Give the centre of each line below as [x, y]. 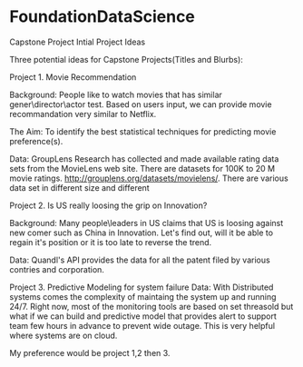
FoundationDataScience [102, 17]
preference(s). [36, 141]
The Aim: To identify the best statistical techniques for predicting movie [143, 131]
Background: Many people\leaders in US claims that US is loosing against [147, 223]
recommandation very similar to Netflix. [83, 114]
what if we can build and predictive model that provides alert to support [143, 316]
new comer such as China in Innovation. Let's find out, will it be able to [142, 233]
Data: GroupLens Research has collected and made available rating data [144, 159]
